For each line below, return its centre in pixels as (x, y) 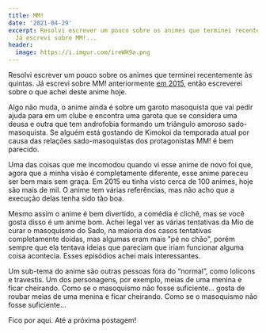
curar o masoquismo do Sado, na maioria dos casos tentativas (110, 230)
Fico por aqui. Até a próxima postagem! (72, 320)
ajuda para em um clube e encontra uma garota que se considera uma (123, 115)
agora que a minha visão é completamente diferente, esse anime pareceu (128, 173)
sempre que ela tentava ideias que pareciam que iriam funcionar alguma (126, 247)
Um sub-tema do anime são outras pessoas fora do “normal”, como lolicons (132, 271)
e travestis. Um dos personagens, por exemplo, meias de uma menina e (125, 279)
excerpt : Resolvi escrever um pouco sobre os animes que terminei (120, 30)
